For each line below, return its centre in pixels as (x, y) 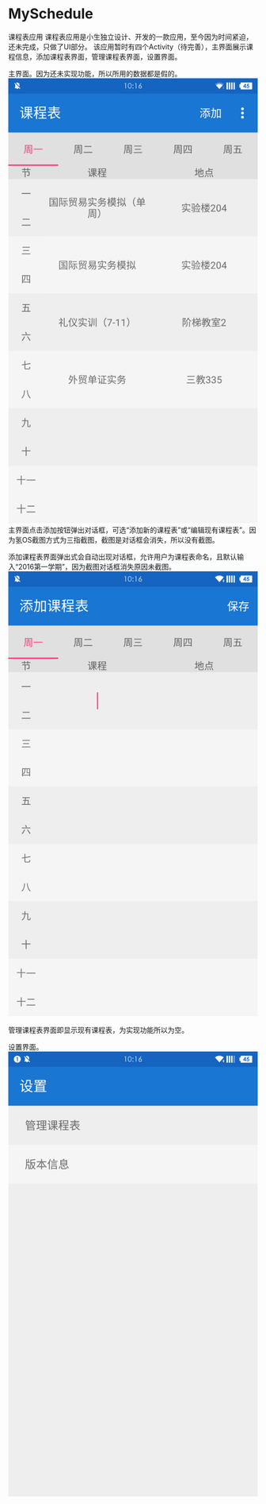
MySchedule (51, 14)
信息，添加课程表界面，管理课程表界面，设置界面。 (98, 56)
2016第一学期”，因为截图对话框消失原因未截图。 (97, 566)
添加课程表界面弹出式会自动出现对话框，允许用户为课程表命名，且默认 (123, 556)
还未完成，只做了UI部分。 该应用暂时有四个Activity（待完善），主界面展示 (127, 46)
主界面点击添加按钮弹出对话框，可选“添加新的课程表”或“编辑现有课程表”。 (129, 530)
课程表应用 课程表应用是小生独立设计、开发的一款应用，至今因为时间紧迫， (131, 37)
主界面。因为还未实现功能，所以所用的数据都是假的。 (95, 73)
